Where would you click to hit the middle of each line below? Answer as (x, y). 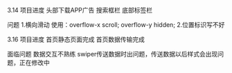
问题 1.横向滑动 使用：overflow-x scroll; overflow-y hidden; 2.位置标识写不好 (116, 25)
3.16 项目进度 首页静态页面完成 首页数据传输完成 (76, 39)
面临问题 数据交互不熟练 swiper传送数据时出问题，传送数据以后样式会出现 (113, 54)
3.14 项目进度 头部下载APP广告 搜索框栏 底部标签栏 (80, 10)
